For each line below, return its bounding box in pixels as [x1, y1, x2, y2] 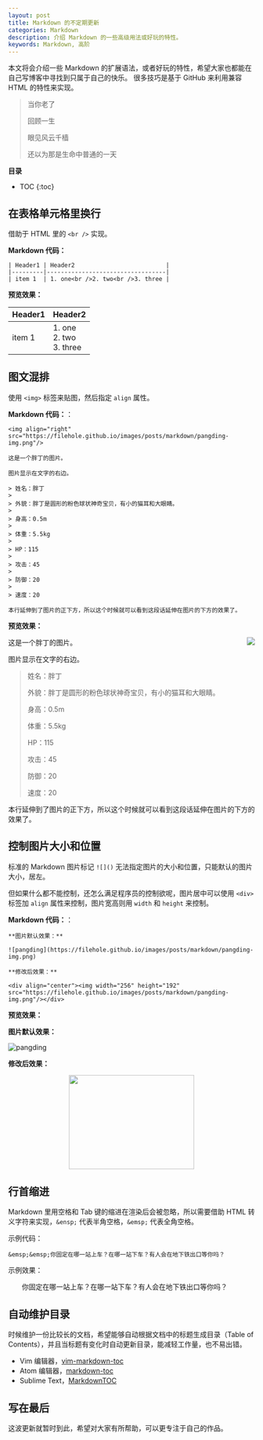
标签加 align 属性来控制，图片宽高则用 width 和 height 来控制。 [8, 898, 214, 908]
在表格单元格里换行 [8, 206, 101, 220]
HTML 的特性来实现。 [8, 83, 78, 93]
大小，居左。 [8, 872, 49, 881]
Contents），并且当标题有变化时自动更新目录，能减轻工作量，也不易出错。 [8, 1339, 247, 1349]
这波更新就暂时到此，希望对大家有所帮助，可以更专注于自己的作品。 [8, 1424, 228, 1433]
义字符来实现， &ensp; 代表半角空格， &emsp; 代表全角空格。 [8, 1217, 198, 1226]
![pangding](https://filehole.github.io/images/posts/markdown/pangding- [8, 945, 254, 954]
